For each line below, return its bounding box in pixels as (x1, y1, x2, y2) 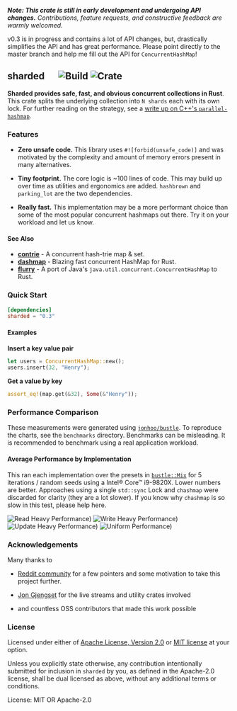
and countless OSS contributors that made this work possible (17, 604, 197, 613)
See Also (7, 234, 34, 243)
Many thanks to (7, 555, 53, 564)
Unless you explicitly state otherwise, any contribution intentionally (7, 659, 202, 668)
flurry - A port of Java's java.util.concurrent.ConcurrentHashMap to (17, 265, 218, 273)
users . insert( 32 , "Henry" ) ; (7, 364, 91, 371)
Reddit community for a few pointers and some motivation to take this (17, 569, 221, 578)
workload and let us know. (17, 218, 94, 227)
